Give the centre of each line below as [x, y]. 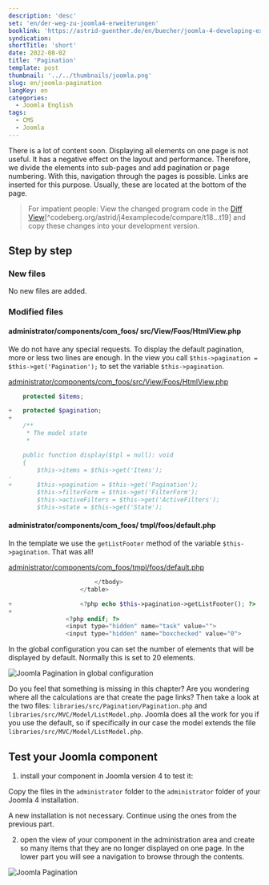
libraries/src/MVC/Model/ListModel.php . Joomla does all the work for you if [134, 714]
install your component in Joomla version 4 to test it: [106, 776]
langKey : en [28, 90]
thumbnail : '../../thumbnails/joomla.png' [80, 75]
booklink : [25, 30]
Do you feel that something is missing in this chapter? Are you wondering [129, 689]
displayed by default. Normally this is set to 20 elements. [102, 658]
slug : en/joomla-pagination [55, 83]
